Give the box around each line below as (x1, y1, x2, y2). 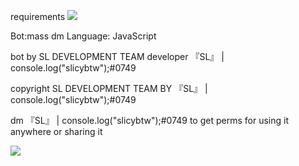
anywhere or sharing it (10, 126, 103, 137)
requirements (10, 11, 66, 22)
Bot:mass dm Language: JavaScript (10, 30, 157, 42)
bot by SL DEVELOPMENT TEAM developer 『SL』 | (10, 51, 225, 62)
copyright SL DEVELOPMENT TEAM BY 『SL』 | (10, 83, 208, 94)
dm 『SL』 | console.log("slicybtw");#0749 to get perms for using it (10, 115, 289, 126)
